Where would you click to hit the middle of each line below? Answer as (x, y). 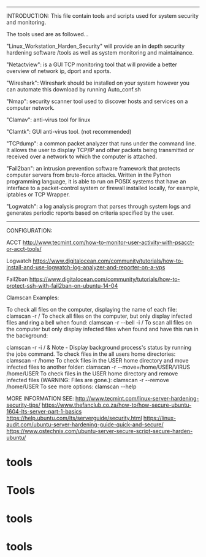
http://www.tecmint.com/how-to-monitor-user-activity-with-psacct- (109, 242)
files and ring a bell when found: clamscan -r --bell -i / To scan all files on (99, 322)
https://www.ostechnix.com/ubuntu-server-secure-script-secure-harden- (100, 431)
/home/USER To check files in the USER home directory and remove (92, 374)
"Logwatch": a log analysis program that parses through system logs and (99, 206)
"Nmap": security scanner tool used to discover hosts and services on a (97, 101)
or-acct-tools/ (24, 249)
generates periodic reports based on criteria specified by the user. (90, 213)
